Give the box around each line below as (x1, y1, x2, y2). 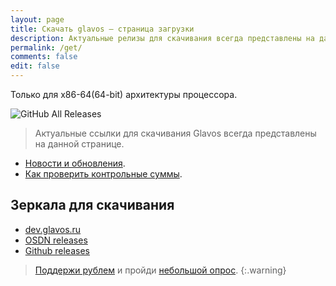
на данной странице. (34, 138, 125, 150)
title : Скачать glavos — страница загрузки (10, 24, 195, 34)
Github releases (24, 244, 90, 256)
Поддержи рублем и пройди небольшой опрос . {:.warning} (34, 264, 287, 276)
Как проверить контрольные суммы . (24, 168, 183, 180)
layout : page (10, 14, 65, 25)
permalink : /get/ (10, 42, 83, 53)
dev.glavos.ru (24, 223, 82, 235)
